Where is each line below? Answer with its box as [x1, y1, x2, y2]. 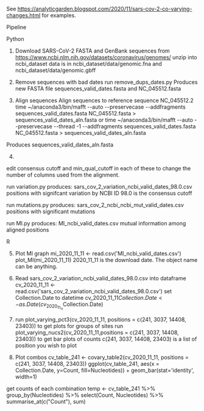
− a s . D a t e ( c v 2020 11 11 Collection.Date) [15, 300, 104, 311]
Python [6, 35, 24, 42]
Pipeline [6, 24, 27, 31]
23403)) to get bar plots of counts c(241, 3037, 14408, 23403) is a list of [15, 335, 197, 343]
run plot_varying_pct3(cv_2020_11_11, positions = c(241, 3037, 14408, [15, 316, 187, 323]
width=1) [15, 373, 38, 380]
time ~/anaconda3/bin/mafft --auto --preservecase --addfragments [15, 103, 186, 111]
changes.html [6, 12, 41, 19]
